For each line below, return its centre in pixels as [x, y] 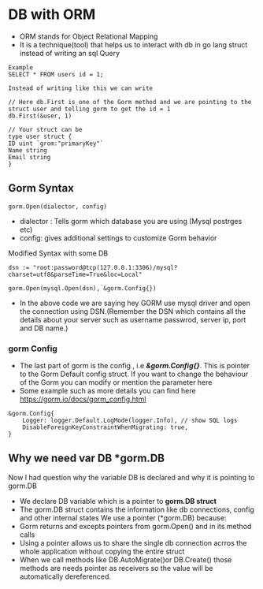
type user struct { [40, 136]
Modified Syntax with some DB [58, 253]
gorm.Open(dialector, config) [58, 207]
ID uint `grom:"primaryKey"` [56, 144]
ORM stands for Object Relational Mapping [89, 36]
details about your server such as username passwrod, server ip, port [133, 319]
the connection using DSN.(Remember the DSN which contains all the [133, 311]
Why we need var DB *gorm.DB [87, 459]
